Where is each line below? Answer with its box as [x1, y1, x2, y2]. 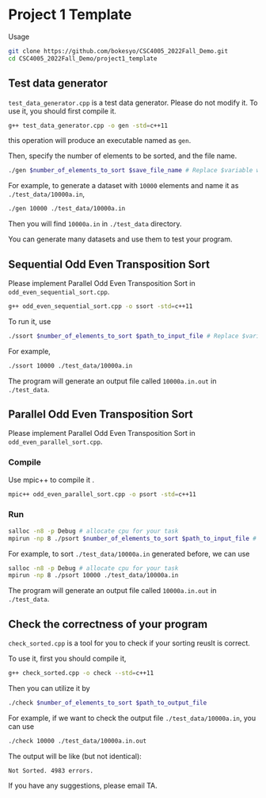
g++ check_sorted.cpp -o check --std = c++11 [8, 669, 154, 677]
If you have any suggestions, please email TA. [8, 781, 158, 790]
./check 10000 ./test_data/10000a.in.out [8, 737, 147, 745]
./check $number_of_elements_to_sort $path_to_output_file [8, 699, 207, 707]
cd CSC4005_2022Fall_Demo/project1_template [8, 54, 158, 63]
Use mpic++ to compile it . [8, 475, 95, 484]
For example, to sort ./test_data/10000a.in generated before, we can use [8, 549, 250, 558]
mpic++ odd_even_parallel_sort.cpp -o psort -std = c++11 [8, 490, 196, 498]
